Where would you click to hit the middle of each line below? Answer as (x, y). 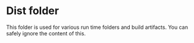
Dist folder (33, 11)
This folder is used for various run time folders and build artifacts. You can (97, 27)
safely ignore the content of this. (46, 33)
